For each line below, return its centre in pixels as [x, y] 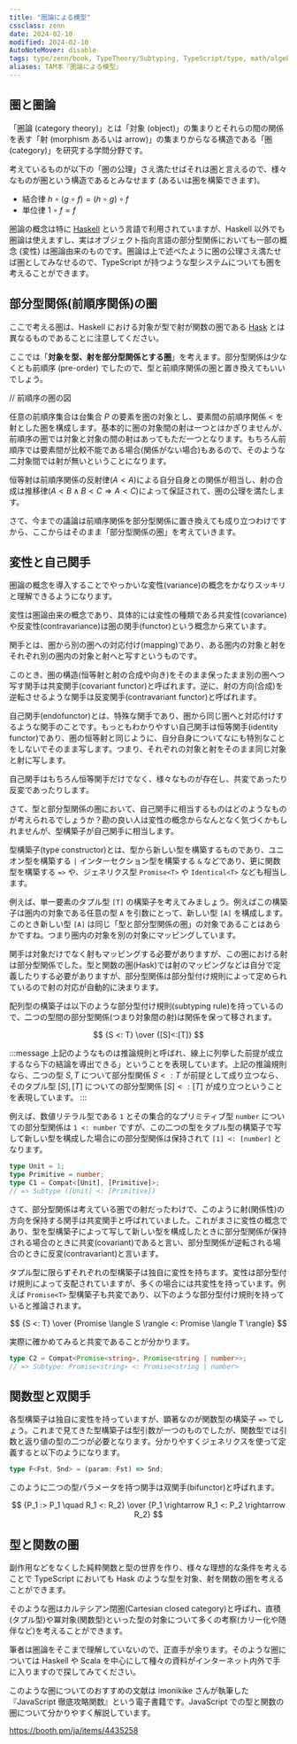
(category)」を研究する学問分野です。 [78, 150]
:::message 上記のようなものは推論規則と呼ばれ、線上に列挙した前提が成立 [146, 1053]
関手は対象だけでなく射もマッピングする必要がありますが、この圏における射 [148, 954]
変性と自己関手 [50, 562]
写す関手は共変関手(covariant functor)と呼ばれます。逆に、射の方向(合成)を [146, 686]
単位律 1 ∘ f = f [49, 210]
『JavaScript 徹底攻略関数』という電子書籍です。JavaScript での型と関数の [147, 1701]
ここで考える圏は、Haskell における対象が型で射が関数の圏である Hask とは [147, 327]
